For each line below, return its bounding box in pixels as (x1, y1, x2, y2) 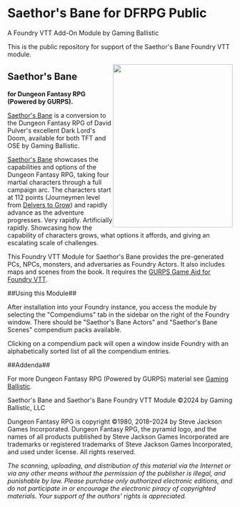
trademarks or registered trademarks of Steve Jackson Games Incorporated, (7, 440, 233, 449)
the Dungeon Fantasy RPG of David (7, 118, 112, 127)
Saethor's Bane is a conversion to (7, 111, 106, 119)
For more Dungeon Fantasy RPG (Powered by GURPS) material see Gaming (7, 374, 229, 383)
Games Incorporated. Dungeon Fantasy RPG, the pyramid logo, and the (7, 424, 217, 433)
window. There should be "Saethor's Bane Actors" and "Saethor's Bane (7, 317, 218, 326)
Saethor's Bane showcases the (7, 155, 99, 163)
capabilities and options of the (7, 163, 96, 171)
